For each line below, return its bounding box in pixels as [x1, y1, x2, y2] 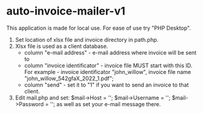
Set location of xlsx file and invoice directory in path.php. [15, 36, 158, 43]
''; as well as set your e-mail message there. [49, 100, 162, 107]
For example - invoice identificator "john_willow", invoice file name [24, 68, 191, 75]
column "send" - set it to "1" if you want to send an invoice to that [24, 81, 189, 89]
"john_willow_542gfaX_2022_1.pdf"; [24, 75, 114, 82]
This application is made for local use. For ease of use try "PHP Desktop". [6, 24, 191, 32]
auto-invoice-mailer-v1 [6, 4, 126, 18]
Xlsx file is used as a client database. [15, 42, 109, 50]
